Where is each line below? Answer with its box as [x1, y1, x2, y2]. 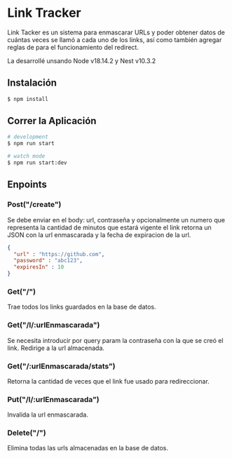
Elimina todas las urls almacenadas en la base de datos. [7, 444, 169, 452]
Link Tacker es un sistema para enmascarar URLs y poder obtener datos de [7, 28, 226, 36]
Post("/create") [7, 200, 62, 210]
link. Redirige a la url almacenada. [7, 344, 105, 352]
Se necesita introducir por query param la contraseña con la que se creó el [7, 336, 224, 344]
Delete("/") [7, 428, 47, 438]
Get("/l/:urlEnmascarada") [7, 321, 100, 330]
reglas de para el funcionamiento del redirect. [7, 43, 139, 51]
